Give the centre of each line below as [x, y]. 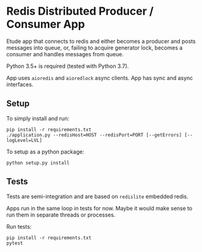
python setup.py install [38, 163]
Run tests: [19, 226]
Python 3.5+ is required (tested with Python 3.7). [68, 66]
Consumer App [46, 24]
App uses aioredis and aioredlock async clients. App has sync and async [100, 78]
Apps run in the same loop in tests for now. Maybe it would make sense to [99, 208]
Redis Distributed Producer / [80, 11]
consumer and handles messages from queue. [65, 54]
